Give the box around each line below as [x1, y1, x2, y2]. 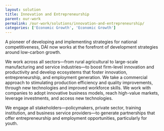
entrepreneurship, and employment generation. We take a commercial [5, 75, 148, 80]
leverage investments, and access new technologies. [5, 95, 113, 101]
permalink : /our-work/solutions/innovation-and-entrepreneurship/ [5, 21, 145, 26]
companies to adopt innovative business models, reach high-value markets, [5, 90, 160, 96]
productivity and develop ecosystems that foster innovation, [5, 69, 127, 75]
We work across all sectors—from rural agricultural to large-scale [5, 59, 138, 65]
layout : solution [5, 7, 41, 12]
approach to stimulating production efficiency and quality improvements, [5, 79, 153, 86]
